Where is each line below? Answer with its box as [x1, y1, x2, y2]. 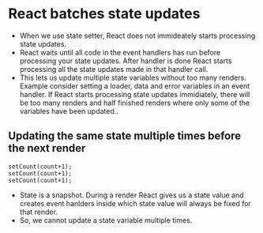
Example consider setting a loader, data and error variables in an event [19, 81, 250, 91]
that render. [19, 207, 58, 216]
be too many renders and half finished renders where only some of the [19, 98, 250, 107]
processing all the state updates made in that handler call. [19, 64, 209, 73]
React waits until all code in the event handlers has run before [19, 47, 221, 57]
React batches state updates [8, 5, 201, 23]
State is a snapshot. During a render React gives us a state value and [19, 190, 244, 200]
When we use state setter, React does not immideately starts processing [19, 31, 256, 40]
